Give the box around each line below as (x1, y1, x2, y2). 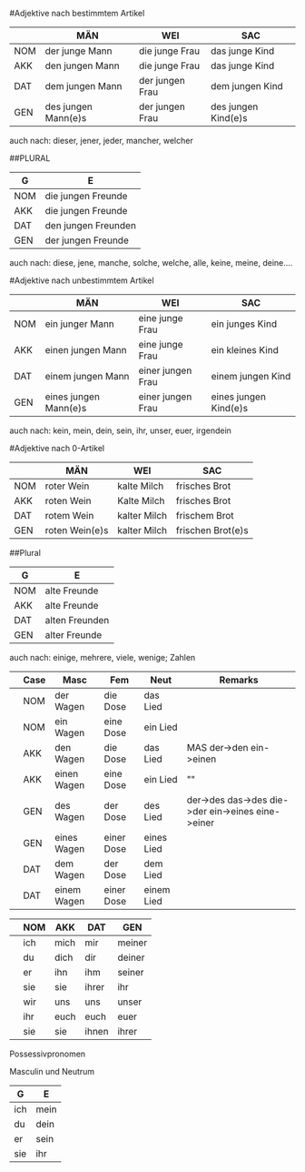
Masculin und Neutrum (9, 1066, 95, 1076)
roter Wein (44, 480, 90, 492)
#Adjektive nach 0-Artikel (9, 443, 105, 453)
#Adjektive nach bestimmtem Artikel (9, 8, 145, 18)
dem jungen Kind (210, 80, 283, 92)
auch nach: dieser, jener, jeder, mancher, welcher (9, 136, 193, 146)
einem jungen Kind (211, 370, 291, 382)
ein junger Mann (44, 318, 115, 330)
